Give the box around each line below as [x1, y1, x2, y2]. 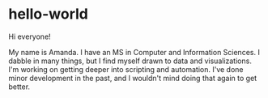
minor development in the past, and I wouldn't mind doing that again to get [8, 73, 257, 83]
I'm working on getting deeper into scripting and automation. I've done [8, 64, 245, 74]
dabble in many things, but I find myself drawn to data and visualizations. [8, 56, 253, 66]
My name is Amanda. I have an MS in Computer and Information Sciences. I [8, 47, 261, 57]
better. [8, 82, 31, 92]
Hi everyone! [8, 32, 51, 41]
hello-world [8, 5, 89, 23]
